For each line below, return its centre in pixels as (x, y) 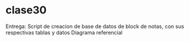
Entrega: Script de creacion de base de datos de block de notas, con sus (95, 26)
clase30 (26, 10)
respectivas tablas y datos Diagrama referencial (64, 32)
